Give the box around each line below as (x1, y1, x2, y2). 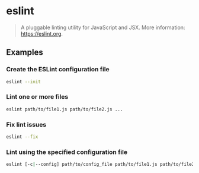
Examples (6, 48, 43, 58)
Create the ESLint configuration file (6, 65, 110, 74)
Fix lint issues (6, 120, 47, 128)
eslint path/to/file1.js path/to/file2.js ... (6, 106, 123, 112)
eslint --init (6, 78, 41, 84)
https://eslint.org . (20, 30, 63, 37)
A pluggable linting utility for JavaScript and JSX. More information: (20, 24, 185, 31)
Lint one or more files (6, 93, 69, 101)
